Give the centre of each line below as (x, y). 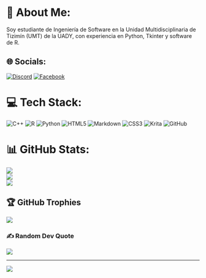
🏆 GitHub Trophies (44, 202)
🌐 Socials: (26, 62)
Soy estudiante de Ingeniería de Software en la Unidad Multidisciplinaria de (101, 29)
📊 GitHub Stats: (48, 149)
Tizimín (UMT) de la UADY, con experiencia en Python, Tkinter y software (99, 36)
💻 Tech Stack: (44, 102)
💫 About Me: (39, 13)
